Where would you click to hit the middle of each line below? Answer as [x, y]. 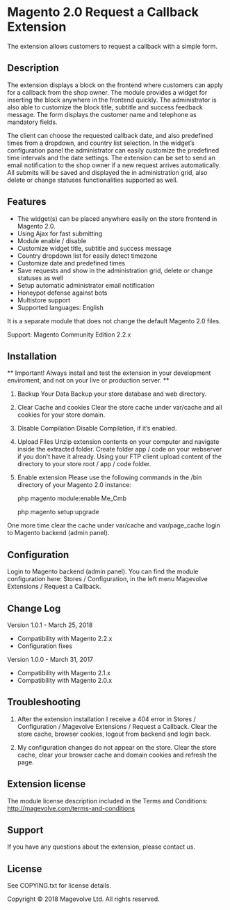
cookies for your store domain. [61, 415]
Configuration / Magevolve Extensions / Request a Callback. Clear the [117, 726]
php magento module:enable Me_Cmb [72, 498]
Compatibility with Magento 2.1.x [64, 673]
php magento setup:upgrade [58, 512]
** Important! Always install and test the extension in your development [109, 373]
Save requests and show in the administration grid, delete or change [115, 270]
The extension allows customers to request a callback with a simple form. [112, 46]
